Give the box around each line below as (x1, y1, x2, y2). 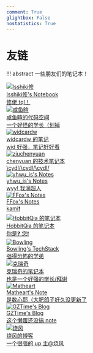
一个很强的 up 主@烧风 (6, 340, 64, 347)
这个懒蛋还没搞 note (6, 317, 57, 324)
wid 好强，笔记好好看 (6, 143, 60, 151)
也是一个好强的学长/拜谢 (6, 275, 68, 283)
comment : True (6, 9, 43, 15)
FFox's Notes (6, 198, 40, 205)
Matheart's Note (6, 289, 48, 296)
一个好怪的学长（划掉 (6, 121, 60, 129)
